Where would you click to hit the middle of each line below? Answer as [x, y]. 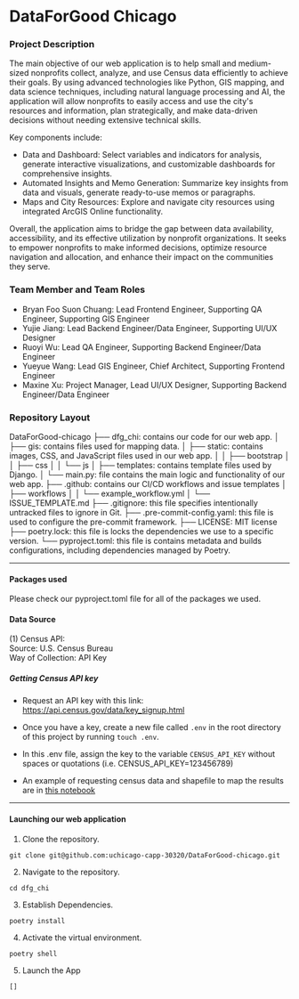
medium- [255, 63]
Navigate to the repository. [71, 872]
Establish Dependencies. [68, 905]
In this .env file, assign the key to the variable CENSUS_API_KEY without [149, 754]
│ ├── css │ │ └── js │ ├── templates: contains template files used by [141, 466]
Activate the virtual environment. [82, 938]
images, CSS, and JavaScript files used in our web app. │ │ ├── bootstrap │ [149, 456]
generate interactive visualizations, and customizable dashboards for [149, 164]
